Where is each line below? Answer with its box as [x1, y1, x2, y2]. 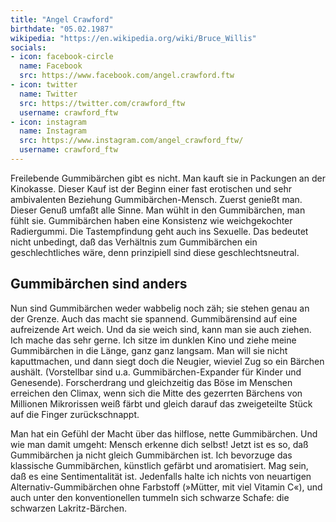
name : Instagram [19, 126, 87, 136]
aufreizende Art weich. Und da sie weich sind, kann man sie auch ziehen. [10, 323, 312, 335]
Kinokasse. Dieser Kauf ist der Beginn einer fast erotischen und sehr [10, 182, 292, 195]
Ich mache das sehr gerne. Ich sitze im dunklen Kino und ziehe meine [10, 334, 297, 346]
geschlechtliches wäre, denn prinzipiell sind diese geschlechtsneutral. [10, 246, 300, 258]
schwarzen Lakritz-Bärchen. [10, 502, 127, 514]
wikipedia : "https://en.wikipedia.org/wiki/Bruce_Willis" [10, 33, 257, 43]
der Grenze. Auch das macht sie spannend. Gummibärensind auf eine [10, 312, 298, 325]
